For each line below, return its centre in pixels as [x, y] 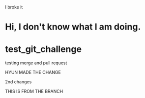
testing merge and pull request [36, 63]
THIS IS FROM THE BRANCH [34, 91]
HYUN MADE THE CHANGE [33, 73]
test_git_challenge [43, 49]
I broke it [14, 7]
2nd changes [18, 82]
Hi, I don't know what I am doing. [73, 27]
